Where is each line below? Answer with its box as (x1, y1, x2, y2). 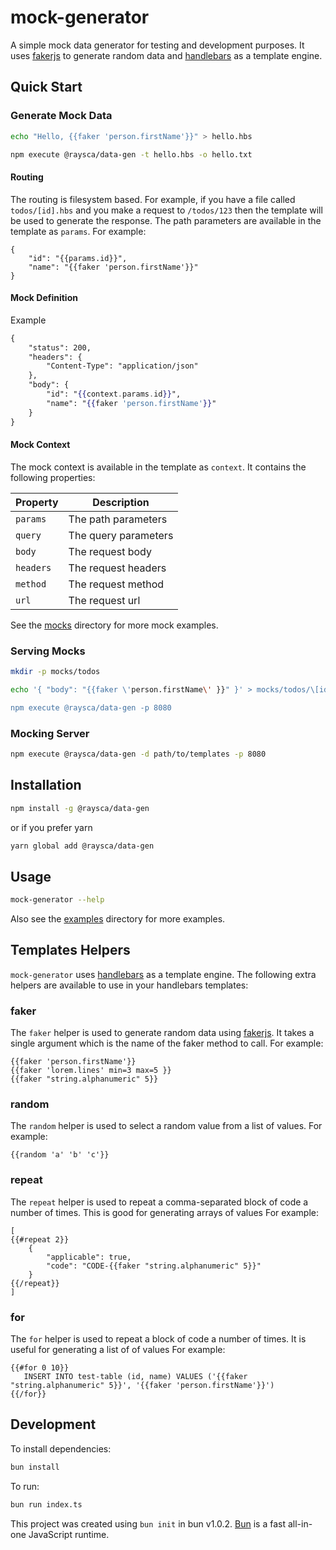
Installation (10, 777, 82, 794)
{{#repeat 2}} (10, 1234, 70, 1245)
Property (15, 495, 59, 509)
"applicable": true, (46, 1252, 132, 1262)
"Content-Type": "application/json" (46, 361, 199, 371)
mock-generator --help (10, 895, 105, 905)
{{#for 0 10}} (10, 1363, 70, 1373)
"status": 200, (28, 342, 92, 353)
